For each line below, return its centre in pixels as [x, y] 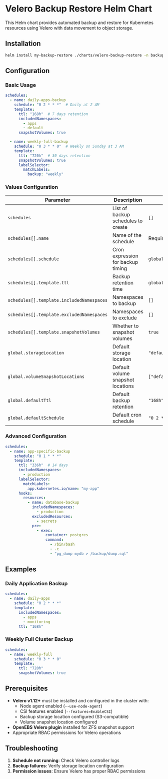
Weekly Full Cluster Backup [39, 639]
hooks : [25, 493]
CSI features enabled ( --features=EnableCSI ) [66, 711]
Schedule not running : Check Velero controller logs [66, 760]
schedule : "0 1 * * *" [38, 456]
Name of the [127, 235]
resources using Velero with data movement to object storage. [69, 28]
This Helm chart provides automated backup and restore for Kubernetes [79, 23]
